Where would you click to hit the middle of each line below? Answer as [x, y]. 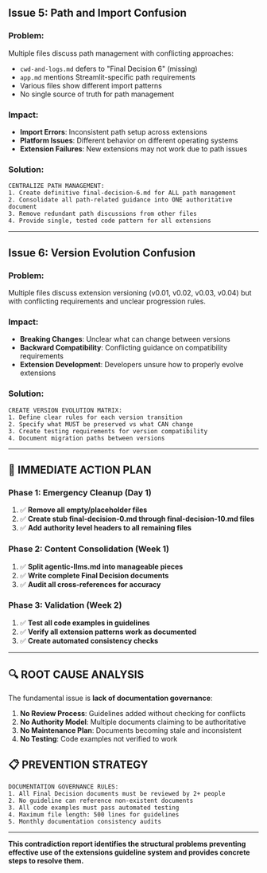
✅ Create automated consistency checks [89, 640]
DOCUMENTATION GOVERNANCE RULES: [64, 787]
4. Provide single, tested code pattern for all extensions [110, 221]
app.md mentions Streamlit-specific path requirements [108, 77]
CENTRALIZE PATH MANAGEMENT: [56, 186]
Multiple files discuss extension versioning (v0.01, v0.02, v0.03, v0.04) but [130, 292]
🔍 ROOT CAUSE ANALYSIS [76, 675]
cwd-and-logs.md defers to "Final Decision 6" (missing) [108, 69]
